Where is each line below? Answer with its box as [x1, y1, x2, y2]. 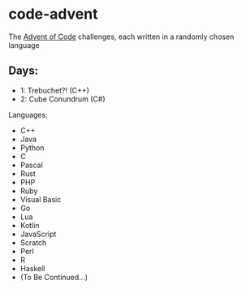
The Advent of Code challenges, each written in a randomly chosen [8, 32, 235, 41]
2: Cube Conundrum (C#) [19, 94, 106, 104]
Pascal [19, 160, 43, 170]
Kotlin [19, 220, 40, 230]
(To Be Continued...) [19, 272, 88, 282]
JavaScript [19, 229, 57, 239]
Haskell [19, 263, 45, 273]
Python [19, 143, 45, 153]
